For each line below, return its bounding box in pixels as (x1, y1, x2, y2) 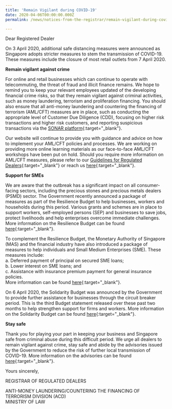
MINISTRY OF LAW (5, 399, 46, 405)
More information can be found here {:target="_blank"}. (5, 279, 121, 285)
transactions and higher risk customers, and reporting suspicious (5, 120, 143, 126)
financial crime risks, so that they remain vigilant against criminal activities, (5, 93, 163, 99)
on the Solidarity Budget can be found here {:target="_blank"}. (5, 311, 136, 317)
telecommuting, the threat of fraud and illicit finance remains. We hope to (5, 81, 160, 88)
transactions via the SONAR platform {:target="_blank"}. (5, 125, 122, 131)
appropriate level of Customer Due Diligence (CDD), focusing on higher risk (5, 114, 165, 120)
